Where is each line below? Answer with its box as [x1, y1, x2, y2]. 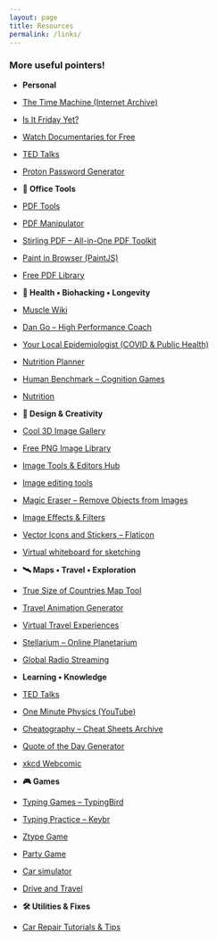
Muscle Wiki [21, 304, 68, 315]
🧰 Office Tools [21, 183, 76, 194]
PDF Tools [21, 200, 61, 211]
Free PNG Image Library [21, 443, 112, 454]
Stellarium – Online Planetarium [21, 637, 138, 647]
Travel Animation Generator [21, 602, 124, 612]
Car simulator [21, 865, 72, 876]
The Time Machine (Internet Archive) [21, 96, 158, 107]
